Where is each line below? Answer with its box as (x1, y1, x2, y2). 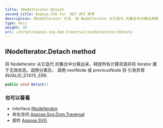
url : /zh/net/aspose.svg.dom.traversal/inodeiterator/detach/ (5, 30, 133, 34)
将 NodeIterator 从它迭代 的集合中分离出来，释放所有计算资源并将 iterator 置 (5, 61, 157, 67)
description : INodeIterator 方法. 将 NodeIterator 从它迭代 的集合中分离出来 (5, 16, 155, 21)
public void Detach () (5, 82, 49, 87)
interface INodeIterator (12, 105, 58, 112)
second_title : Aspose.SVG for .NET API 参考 (5, 12, 95, 16)
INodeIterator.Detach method (5, 48, 96, 56)
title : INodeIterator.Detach (5, 7, 64, 12)
